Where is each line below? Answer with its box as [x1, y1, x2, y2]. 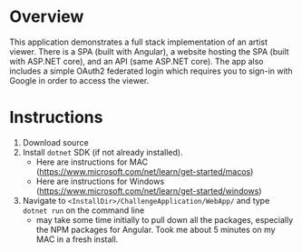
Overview [9, 6, 84, 27]
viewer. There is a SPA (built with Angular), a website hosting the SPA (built [9, 45, 289, 56]
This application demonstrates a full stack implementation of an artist [9, 36, 268, 47]
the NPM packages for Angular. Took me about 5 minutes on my [35, 224, 276, 235]
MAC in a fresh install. [35, 234, 119, 245]
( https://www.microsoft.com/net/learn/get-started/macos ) [35, 166, 254, 176]
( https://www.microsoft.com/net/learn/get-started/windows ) [35, 185, 262, 197]
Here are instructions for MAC [35, 156, 148, 167]
